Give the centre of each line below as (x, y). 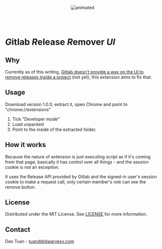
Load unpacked (28, 124)
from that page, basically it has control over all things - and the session (77, 162)
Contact (18, 230)
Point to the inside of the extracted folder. (54, 129)
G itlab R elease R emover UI (60, 42)
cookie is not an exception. (32, 167)
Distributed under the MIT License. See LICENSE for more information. (76, 214)
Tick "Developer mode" (36, 119)
